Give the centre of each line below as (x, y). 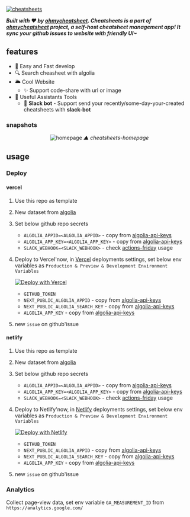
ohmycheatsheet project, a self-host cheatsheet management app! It (93, 27)
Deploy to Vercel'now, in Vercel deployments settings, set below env (98, 259)
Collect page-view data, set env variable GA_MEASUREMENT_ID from (85, 502)
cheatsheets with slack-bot (57, 109)
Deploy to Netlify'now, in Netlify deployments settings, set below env (99, 409)
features (22, 52)
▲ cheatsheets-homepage (116, 138)
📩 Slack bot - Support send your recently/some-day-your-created (104, 103)
